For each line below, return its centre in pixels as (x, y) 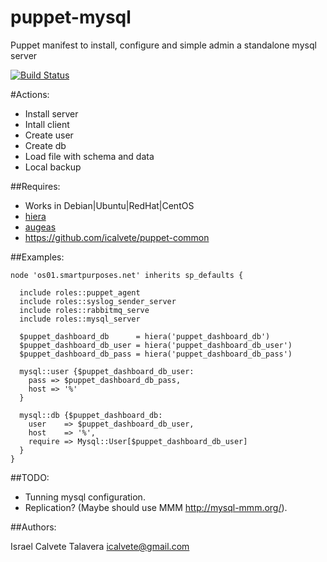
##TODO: (30, 477)
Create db (45, 145)
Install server (51, 113)
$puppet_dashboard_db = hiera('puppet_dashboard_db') (145, 336)
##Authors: (33, 527)
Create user (49, 135)
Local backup (53, 167)
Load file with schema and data (89, 156)
